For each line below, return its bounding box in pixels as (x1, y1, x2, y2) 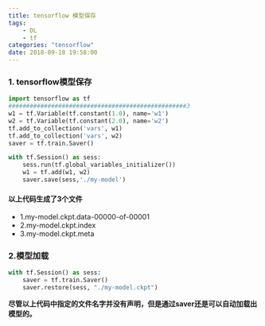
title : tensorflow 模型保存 (8, 11, 97, 20)
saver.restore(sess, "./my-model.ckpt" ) (22, 284, 158, 292)
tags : (8, 19, 26, 27)
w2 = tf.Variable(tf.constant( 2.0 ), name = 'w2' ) (8, 117, 170, 125)
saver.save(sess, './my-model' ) (22, 176, 127, 184)
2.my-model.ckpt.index (19, 220, 96, 231)
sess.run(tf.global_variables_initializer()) (22, 161, 177, 169)
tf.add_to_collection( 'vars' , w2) (8, 132, 123, 140)
